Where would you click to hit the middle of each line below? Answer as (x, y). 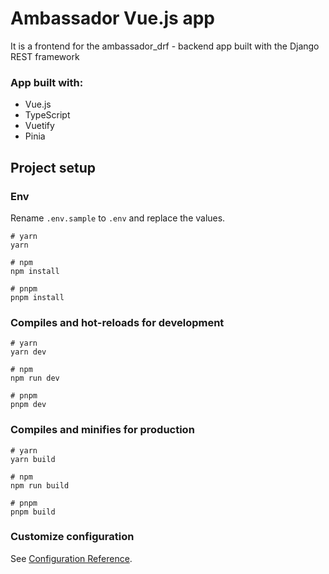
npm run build (40, 485)
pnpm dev (28, 405)
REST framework (45, 56)
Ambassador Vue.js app (112, 18)
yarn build (33, 459)
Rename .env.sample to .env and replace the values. (118, 218)
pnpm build (33, 512)
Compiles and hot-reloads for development (117, 322)
